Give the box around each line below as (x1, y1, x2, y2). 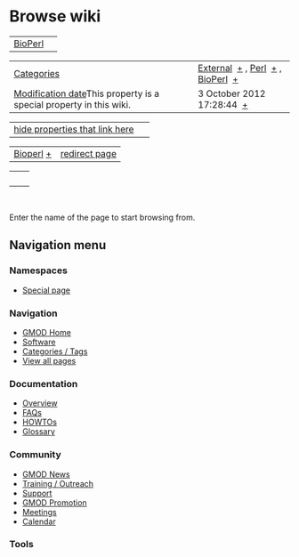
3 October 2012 (198, 87, 266, 100)
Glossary (21, 426, 56, 437)
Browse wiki (9, 6, 101, 27)
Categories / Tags (21, 345, 88, 357)
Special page (21, 285, 71, 295)
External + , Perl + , (198, 61, 282, 74)
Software (21, 336, 56, 347)
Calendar (21, 516, 56, 527)
